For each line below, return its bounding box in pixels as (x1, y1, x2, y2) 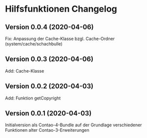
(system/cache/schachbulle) (5, 41, 63, 47)
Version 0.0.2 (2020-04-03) (5, 82, 94, 91)
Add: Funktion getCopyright (5, 95, 61, 101)
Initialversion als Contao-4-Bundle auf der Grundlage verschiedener (5, 122, 142, 128)
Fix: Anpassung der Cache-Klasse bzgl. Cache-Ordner (5, 36, 115, 41)
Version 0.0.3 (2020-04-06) (5, 55, 94, 63)
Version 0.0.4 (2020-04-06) (5, 23, 94, 31)
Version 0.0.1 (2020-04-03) (5, 109, 92, 118)
